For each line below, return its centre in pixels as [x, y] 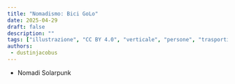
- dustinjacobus [34, 53]
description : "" [31, 33]
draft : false [26, 27]
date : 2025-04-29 [33, 20]
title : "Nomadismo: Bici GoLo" [53, 14]
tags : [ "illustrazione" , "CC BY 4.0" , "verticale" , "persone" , [101, 40]
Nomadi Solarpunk [44, 72]
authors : [20, 46]
